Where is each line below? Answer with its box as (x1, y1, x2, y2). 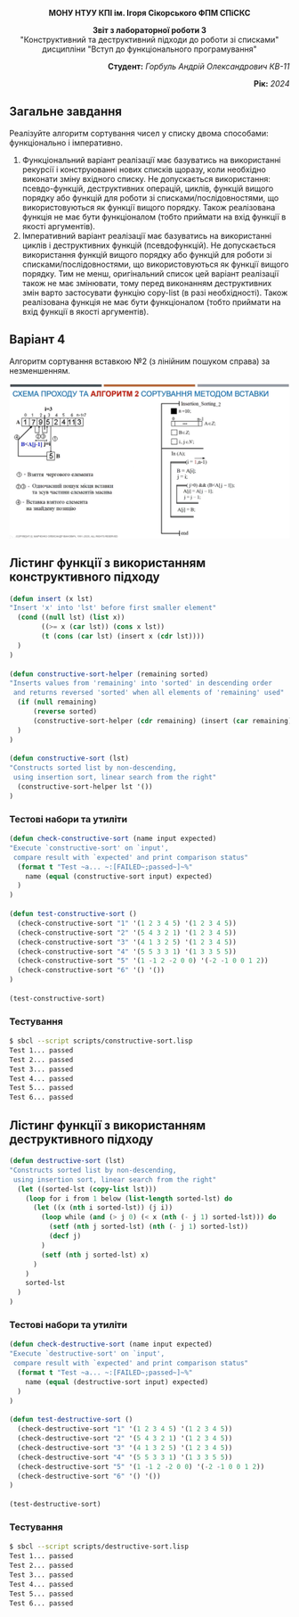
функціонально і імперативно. (9, 137, 123, 148)
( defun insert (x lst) (9, 594, 93, 603)
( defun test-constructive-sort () (9, 910, 138, 919)
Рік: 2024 (253, 78, 290, 88)
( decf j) (48, 1232, 82, 1241)
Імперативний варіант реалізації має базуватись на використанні (21, 230, 272, 241)
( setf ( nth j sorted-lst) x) (41, 1250, 149, 1259)
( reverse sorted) (32, 707, 98, 716)
